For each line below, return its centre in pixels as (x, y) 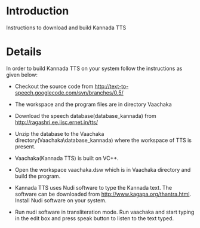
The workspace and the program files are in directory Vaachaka (93, 104)
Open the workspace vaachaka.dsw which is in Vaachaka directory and (103, 169)
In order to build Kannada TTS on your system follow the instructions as (94, 68)
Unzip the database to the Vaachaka (59, 133)
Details (24, 52)
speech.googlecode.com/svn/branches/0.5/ (69, 92)
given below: (22, 75)
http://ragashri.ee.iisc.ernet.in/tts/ (56, 122)
